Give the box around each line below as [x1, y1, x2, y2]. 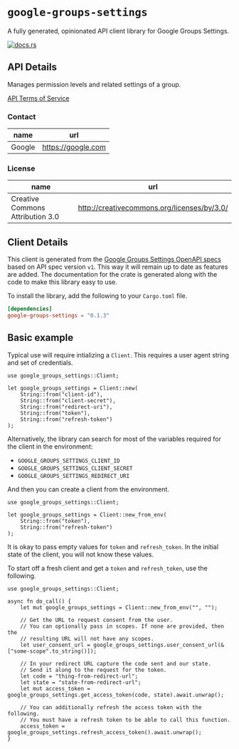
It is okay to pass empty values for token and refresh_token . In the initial [7, 542, 219, 551]
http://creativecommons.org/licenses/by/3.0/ [78, 203, 228, 213]
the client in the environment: [7, 442, 93, 451]
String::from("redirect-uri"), [20, 403, 113, 410]
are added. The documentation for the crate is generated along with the [7, 270, 218, 279]
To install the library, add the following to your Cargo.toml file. [7, 292, 188, 300]
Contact [7, 111, 36, 121]
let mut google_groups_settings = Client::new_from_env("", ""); [20, 603, 218, 611]
